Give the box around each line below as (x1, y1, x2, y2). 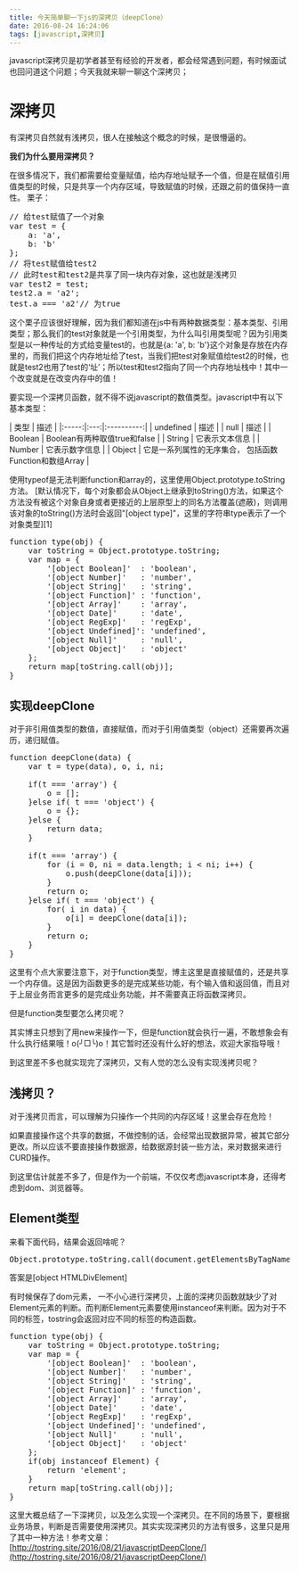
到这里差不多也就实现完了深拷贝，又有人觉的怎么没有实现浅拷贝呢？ (9, 1057, 259, 1068)
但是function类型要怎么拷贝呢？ (9, 1008, 126, 1019)
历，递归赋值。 (9, 735, 64, 746)
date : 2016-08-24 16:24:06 (9, 21, 109, 30)
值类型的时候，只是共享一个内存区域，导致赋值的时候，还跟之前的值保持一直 (9, 181, 290, 192)
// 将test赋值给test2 (9, 259, 98, 269)
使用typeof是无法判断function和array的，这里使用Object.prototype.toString (9, 475, 286, 485)
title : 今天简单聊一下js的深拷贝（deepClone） (9, 12, 167, 22)
